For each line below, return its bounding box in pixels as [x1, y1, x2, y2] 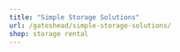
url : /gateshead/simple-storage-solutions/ [9, 21, 172, 30]
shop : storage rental [9, 29, 89, 38]
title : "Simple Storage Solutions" [9, 12, 140, 22]
